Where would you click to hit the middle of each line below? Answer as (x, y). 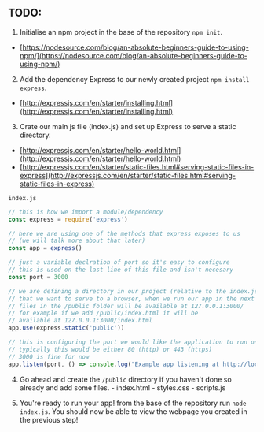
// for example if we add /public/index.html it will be (103, 313)
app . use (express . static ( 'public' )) (66, 328)
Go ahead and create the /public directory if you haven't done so (125, 379)
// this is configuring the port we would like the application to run (128, 342)
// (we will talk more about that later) (77, 241)
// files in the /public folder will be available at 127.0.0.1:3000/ (126, 306)
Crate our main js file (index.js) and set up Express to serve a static (128, 126)
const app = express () (45, 248)
